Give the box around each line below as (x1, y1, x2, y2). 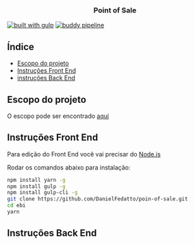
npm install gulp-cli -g (7, 189, 78, 196)
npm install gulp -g (7, 183, 66, 190)
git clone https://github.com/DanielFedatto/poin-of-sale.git (7, 196, 188, 202)
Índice (7, 40, 34, 53)
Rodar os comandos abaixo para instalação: (7, 163, 131, 172)
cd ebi (7, 202, 26, 209)
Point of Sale (93, 5, 137, 15)
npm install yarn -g (7, 176, 66, 183)
